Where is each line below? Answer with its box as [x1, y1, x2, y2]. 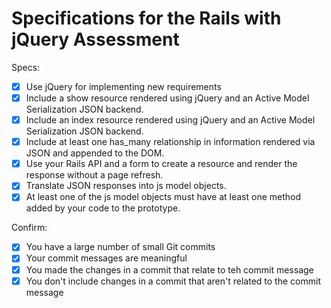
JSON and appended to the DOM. [25, 147, 165, 159]
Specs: [11, 61, 41, 73]
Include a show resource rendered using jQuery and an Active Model [25, 92, 310, 104]
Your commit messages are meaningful [25, 252, 188, 264]
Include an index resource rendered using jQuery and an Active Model [25, 114, 316, 126]
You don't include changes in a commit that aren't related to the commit [25, 275, 321, 287]
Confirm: [11, 222, 48, 234]
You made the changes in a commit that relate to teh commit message [25, 263, 314, 276]
